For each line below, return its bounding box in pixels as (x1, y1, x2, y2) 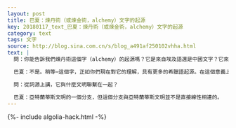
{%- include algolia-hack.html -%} (7, 113, 107, 121)
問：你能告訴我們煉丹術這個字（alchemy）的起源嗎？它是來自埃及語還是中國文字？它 (13, 56, 224, 63)
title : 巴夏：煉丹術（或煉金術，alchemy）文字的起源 (7, 17, 146, 24)
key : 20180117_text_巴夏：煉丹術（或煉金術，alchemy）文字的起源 (7, 23, 184, 30)
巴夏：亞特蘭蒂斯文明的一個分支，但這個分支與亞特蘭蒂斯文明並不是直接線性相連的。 (13, 94, 223, 101)
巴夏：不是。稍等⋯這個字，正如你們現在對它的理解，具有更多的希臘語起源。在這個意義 (13, 68, 226, 76)
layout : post (7, 10, 46, 17)
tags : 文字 (7, 36, 37, 43)
